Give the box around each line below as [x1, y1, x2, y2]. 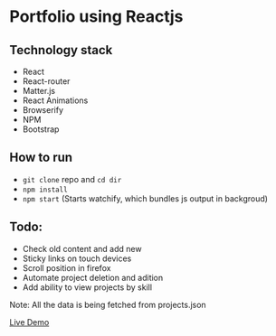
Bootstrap [22, 124, 60, 135]
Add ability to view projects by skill [22, 282, 152, 293]
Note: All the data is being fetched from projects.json [9, 299, 206, 310]
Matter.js [22, 86, 56, 96]
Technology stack [9, 42, 113, 58]
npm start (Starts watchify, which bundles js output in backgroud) [22, 192, 269, 204]
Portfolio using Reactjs [9, 6, 184, 27]
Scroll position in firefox [22, 262, 111, 273]
